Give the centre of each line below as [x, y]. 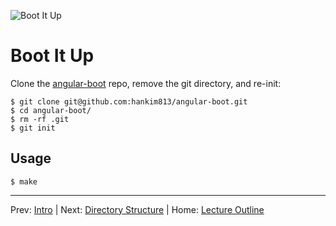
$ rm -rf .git [40, 119]
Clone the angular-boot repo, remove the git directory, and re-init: [146, 83]
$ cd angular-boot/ [51, 110]
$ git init [33, 128]
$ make [24, 181]
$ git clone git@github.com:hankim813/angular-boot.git [129, 101]
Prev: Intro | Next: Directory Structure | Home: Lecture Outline [137, 209]
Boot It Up [52, 56]
